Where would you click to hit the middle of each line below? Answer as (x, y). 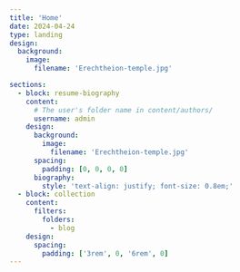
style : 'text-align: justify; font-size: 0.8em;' (138, 186)
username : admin (64, 119)
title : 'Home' (36, 18)
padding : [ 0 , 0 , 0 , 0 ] (85, 169)
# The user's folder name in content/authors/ (123, 110)
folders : (59, 219)
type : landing (36, 34)
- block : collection (56, 194)
